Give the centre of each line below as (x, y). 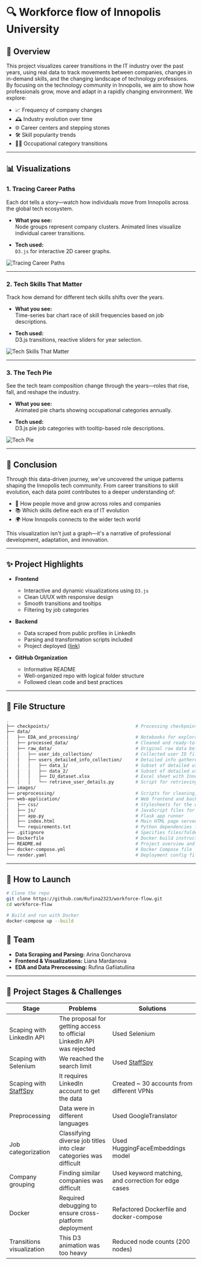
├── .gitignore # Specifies (86, 833)
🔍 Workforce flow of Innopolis (84, 12)
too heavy (73, 1253)
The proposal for (83, 1019)
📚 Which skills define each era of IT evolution (72, 510)
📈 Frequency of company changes (58, 110)
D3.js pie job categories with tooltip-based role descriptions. (90, 428)
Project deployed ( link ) (52, 645)
